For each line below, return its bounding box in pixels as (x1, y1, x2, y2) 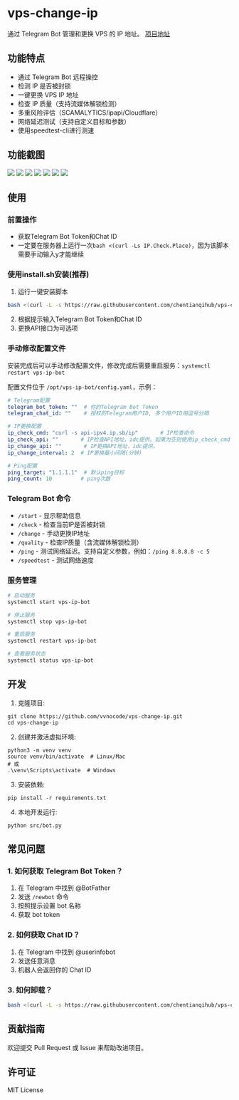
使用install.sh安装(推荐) (7, 269, 90, 279)
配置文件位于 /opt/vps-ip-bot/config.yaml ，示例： (7, 383, 158, 391)
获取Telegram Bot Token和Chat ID (17, 232, 117, 241)
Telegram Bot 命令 (7, 494, 71, 504)
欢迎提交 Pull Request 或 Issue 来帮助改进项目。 (7, 1043, 148, 1052)
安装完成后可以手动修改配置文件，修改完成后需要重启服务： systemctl (7, 361, 211, 370)
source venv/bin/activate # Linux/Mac (7, 753, 126, 760)
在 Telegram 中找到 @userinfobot (17, 948, 116, 956)
